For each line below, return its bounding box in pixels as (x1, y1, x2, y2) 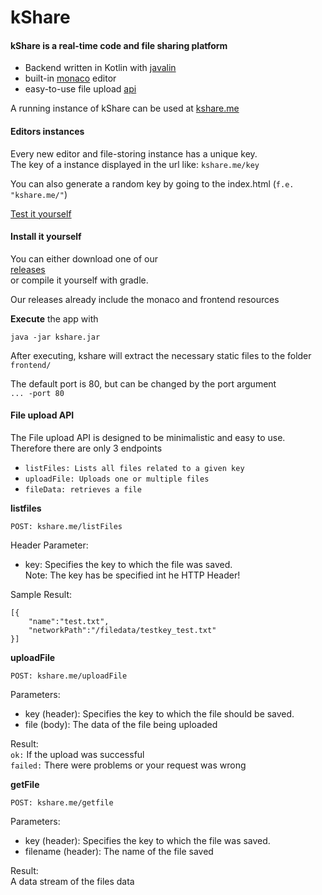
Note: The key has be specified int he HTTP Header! (24, 569, 241, 581)
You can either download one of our (10, 252, 158, 265)
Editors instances (10, 125, 85, 137)
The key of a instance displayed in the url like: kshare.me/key (10, 158, 260, 170)
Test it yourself (10, 207, 72, 220)
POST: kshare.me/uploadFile (10, 671, 128, 681)
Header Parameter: (10, 539, 89, 551)
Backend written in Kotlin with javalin (24, 62, 177, 74)
